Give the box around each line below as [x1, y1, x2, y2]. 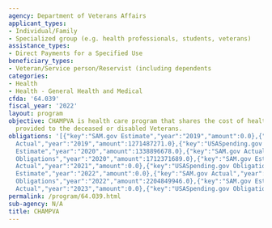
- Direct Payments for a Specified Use [8, 49, 143, 57]
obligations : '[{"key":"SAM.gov [8, 132, 117, 140]
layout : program [8, 110, 63, 118]
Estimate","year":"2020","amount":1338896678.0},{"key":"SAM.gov [15, 147, 241, 155]
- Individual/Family [8, 27, 79, 35]
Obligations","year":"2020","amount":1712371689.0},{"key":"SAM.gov [15, 154, 252, 163]
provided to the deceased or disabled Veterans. [15, 125, 183, 133]
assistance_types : [8, 42, 70, 50]
